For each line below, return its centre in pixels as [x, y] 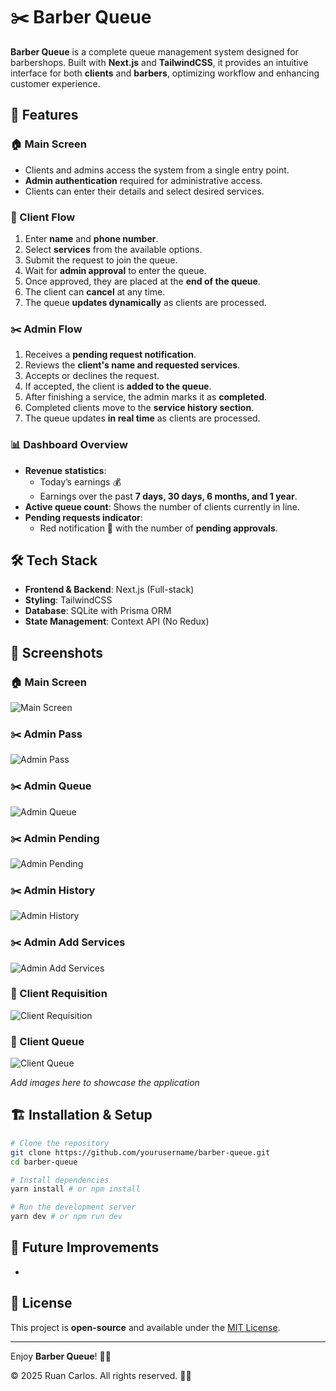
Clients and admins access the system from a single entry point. [157, 170]
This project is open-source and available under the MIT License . [145, 1327]
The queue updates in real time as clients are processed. [142, 418]
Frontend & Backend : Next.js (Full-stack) [109, 590]
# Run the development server [73, 1207]
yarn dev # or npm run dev [66, 1217]
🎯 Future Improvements [85, 1247]
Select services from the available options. [113, 249]
